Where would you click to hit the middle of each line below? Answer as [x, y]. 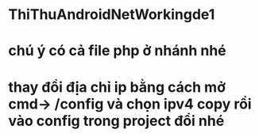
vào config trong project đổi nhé [116, 121]
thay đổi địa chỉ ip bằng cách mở [117, 87]
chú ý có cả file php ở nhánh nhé [117, 51]
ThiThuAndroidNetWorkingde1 [112, 15]
